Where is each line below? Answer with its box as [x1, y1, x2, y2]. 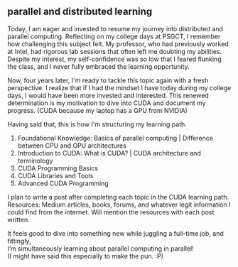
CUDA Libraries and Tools [17, 171, 94, 180]
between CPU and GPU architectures [17, 141, 126, 150]
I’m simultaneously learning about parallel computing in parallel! [7, 244, 194, 253]
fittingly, [7, 236, 31, 245]
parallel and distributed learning [7, 6, 153, 18]
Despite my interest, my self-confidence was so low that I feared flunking [7, 55, 222, 63]
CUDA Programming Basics [17, 163, 98, 173]
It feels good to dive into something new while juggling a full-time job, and [7, 229, 224, 237]
